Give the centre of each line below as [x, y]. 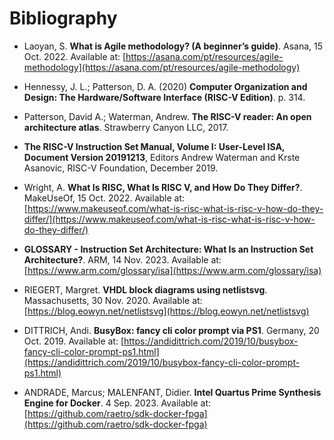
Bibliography [63, 18]
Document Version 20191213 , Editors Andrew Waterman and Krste [162, 157]
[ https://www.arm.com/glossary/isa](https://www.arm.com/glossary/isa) [172, 270]
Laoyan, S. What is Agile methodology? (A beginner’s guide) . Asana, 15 [173, 46]
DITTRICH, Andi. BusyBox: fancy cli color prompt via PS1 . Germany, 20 [171, 330]
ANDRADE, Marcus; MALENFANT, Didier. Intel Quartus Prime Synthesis [172, 392]
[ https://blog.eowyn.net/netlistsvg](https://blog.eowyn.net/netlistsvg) [166, 311]
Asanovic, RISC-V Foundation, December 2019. [121, 168]
